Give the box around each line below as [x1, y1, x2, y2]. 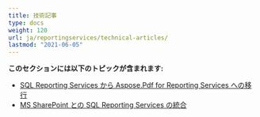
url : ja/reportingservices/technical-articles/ [8, 33, 169, 42]
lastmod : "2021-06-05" [8, 41, 83, 49]
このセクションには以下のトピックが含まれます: [8, 64, 164, 74]
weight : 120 [8, 26, 48, 34]
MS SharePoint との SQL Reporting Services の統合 [19, 100, 188, 110]
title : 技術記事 [8, 11, 57, 20]
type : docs [8, 19, 44, 27]
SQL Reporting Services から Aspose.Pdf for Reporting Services [19, 81, 230, 90]
